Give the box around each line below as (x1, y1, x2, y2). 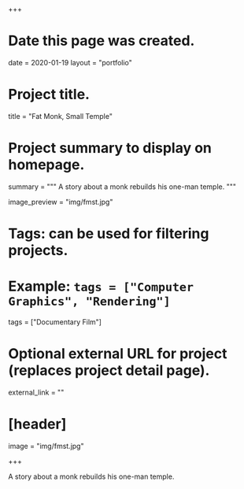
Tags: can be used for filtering (8, 225, 209, 243)
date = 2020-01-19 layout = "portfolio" (8, 57, 132, 67)
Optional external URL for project (8, 345, 227, 363)
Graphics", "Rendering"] (8, 295, 171, 309)
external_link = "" (8, 387, 65, 397)
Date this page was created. (8, 32, 195, 50)
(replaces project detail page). (8, 361, 210, 380)
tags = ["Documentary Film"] (8, 317, 102, 327)
